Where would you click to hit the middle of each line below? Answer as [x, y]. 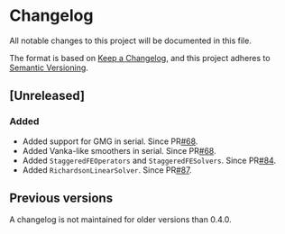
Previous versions [61, 198]
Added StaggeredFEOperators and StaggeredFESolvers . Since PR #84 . [149, 160]
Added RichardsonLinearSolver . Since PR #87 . [107, 170]
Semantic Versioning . [49, 67]
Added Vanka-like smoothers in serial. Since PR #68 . [119, 150]
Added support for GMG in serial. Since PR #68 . [110, 141]
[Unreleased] [47, 96]
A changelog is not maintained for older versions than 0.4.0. [120, 220]
